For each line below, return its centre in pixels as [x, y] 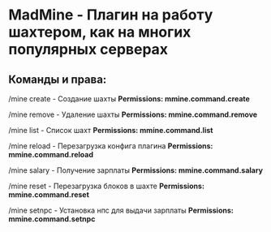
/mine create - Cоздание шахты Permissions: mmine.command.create [129, 99]
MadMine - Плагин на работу [111, 15]
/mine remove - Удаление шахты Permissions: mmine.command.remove [133, 114]
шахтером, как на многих [100, 32]
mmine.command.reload [51, 155]
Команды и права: [58, 79]
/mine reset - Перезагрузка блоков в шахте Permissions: [107, 186]
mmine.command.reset [49, 195]
